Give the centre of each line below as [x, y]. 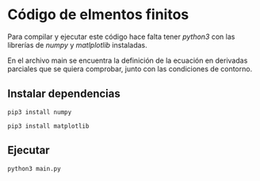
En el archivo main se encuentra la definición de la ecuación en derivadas [128, 60]
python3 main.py [34, 168]
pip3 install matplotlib [48, 126]
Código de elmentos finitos [98, 15]
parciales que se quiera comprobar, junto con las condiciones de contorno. [130, 68]
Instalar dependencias [64, 94]
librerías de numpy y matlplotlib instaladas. [77, 44]
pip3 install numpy [40, 112]
